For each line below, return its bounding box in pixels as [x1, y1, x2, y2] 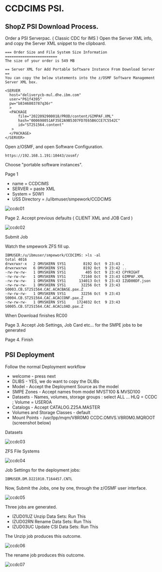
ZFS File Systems [5, 448, 40, 454]
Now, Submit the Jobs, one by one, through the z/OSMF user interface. [5, 485, 147, 491]
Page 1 [5, 171, 18, 177]
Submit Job [5, 234, 28, 239]
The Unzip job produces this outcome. [5, 533, 81, 539]
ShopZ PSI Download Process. [5, 22, 98, 31]
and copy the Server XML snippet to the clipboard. [5, 40, 106, 46]
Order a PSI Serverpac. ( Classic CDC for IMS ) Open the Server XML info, [5, 35, 153, 41]
